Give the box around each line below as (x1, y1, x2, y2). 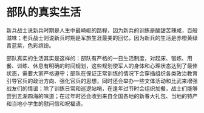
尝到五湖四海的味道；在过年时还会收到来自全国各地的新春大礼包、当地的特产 (6, 92, 198, 100)
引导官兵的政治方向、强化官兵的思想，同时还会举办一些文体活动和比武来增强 (6, 77, 198, 85)
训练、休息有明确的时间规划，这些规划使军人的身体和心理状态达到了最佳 (16, 62, 198, 69)
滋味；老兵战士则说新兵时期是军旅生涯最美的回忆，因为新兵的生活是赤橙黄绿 (6, 34, 198, 41)
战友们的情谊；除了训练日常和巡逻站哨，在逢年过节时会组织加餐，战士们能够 (6, 85, 198, 92)
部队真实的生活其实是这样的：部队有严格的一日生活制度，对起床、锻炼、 (6, 54, 187, 62)
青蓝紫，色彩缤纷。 (6, 42, 55, 49)
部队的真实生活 (6, 5, 81, 19)
